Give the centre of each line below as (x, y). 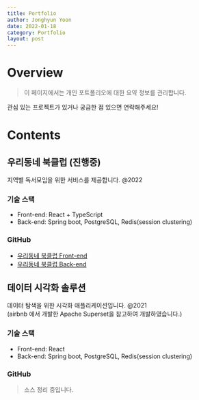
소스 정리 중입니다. (49, 390)
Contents (34, 135)
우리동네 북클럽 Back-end (52, 264)
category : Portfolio (37, 33)
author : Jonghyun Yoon (39, 20)
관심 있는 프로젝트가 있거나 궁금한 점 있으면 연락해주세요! (83, 108)
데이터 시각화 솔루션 (47, 288)
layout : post (26, 39)
